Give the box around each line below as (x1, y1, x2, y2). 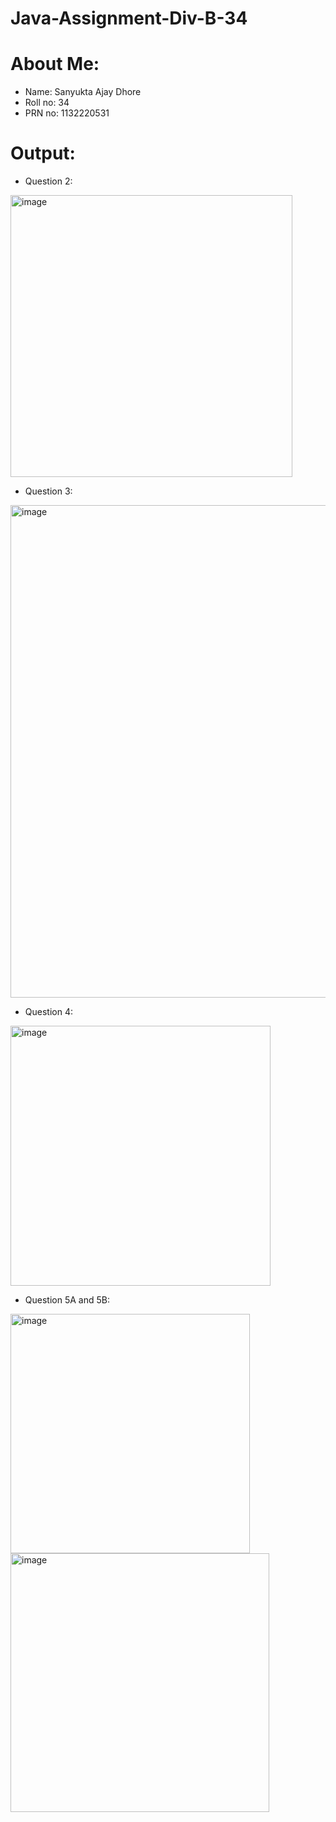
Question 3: (24, 485, 73, 497)
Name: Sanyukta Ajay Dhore (24, 86, 142, 98)
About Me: (10, 53, 100, 76)
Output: (10, 142, 76, 165)
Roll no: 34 (24, 97, 70, 109)
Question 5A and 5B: (24, 1294, 110, 1306)
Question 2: (24, 175, 73, 187)
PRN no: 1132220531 (24, 107, 110, 119)
